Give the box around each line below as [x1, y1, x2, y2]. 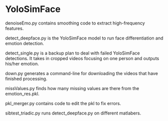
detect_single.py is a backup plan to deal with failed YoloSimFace [5, 50, 140, 56]
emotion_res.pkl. [5, 90, 40, 96]
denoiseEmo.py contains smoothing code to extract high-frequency [5, 20, 145, 26]
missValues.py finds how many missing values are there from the [5, 85, 139, 91]
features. [5, 25, 24, 31]
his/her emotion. [5, 60, 39, 66]
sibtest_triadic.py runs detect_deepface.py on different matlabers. [5, 110, 141, 116]
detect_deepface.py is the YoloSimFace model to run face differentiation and [5, 35, 163, 41]
